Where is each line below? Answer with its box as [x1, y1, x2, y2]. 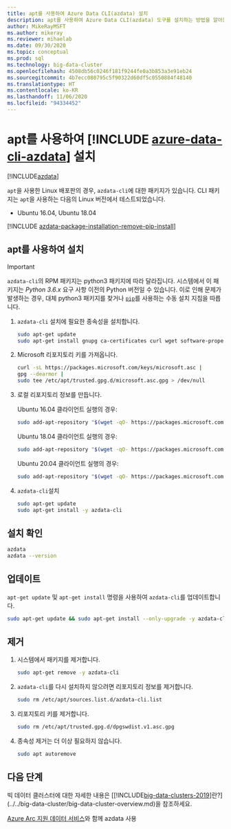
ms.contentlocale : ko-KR [7, 87, 78, 94]
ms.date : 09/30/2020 [7, 42, 67, 49]
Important [7, 263, 35, 271]
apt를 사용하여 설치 [7, 244, 85, 256]
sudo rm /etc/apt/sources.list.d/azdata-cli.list [16, 697, 163, 704]
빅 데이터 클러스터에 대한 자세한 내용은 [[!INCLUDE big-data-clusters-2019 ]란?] [7, 790, 223, 799]
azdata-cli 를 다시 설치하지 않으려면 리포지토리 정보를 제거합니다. [16, 683, 194, 691]
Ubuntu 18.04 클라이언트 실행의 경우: [16, 432, 118, 440]
